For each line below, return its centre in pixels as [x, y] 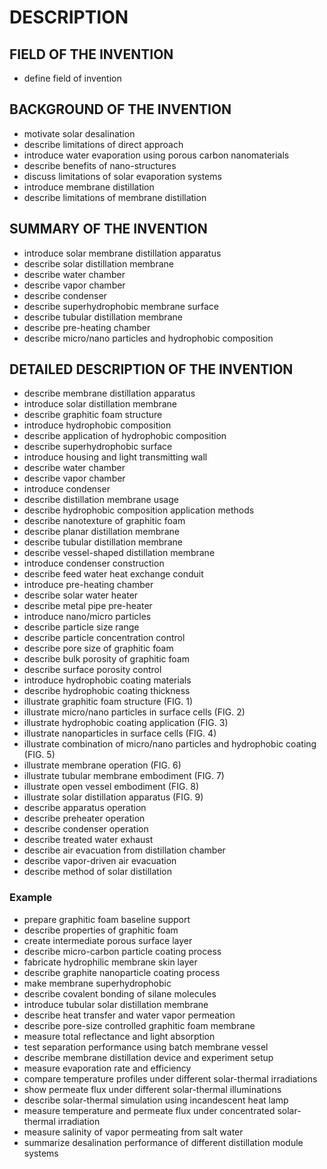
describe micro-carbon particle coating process [122, 951]
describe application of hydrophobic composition [125, 436]
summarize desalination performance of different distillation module [163, 1142]
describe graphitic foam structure [93, 415]
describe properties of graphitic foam [101, 930]
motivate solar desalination [79, 133]
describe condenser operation [86, 829]
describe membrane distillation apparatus [109, 393]
